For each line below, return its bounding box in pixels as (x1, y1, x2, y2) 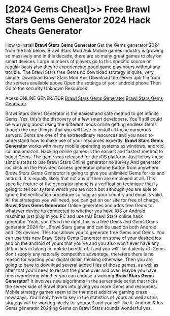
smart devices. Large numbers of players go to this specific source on (5, 58, 152, 64)
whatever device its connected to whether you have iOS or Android (5, 208, 146, 214)
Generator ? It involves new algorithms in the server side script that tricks (5, 278, 158, 284)
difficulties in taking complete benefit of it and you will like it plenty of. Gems (5, 245, 165, 251)
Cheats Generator (5, 25, 82, 37)
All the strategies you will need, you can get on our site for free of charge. (5, 197, 160, 203)
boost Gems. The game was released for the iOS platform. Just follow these (5, 154, 164, 160)
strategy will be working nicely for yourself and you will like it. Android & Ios (5, 299, 163, 306)
